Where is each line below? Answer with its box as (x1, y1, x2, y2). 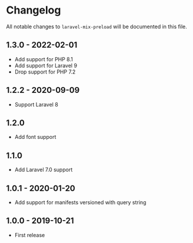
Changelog (6, 4, 61, 17)
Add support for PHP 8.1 (14, 55, 74, 62)
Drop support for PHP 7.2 (14, 68, 76, 75)
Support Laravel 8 (14, 101, 59, 108)
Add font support (14, 134, 56, 141)
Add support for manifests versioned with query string (14, 199, 147, 206)
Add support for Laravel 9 (14, 62, 78, 69)
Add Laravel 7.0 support (14, 166, 73, 174)
